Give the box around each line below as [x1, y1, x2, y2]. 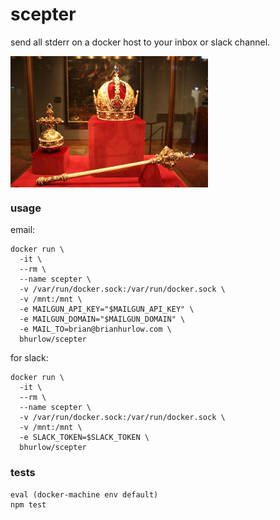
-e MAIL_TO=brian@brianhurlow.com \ [19, 324, 172, 335]
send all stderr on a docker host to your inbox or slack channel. [10, 36, 271, 48]
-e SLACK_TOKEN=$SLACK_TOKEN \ [19, 433, 150, 443]
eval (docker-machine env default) [10, 489, 159, 500]
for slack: [10, 352, 49, 364]
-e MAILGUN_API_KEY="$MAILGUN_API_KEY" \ [19, 304, 195, 315]
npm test [10, 499, 47, 510]
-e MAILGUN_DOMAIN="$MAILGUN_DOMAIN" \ [19, 314, 186, 325]
